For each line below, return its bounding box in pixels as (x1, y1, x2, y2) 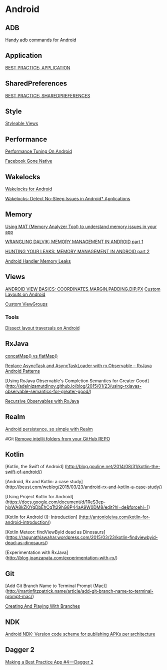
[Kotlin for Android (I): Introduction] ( (5, 514, 80, 520)
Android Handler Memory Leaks (5, 258, 71, 264)
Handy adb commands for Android (5, 37, 76, 43)
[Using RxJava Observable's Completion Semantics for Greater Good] (5, 378, 149, 384)
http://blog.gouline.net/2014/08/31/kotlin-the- (66, 464, 160, 470)
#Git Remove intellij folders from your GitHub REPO (5, 435, 110, 441)
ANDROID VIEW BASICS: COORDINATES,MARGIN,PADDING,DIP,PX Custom (5, 286, 161, 292)
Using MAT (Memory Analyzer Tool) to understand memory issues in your (5, 224, 157, 230)
